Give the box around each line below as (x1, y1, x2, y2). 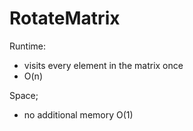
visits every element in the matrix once (23, 59, 184, 71)
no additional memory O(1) (23, 108, 134, 121)
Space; (9, 89, 39, 101)
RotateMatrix (9, 7, 121, 30)
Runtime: (9, 40, 46, 52)
